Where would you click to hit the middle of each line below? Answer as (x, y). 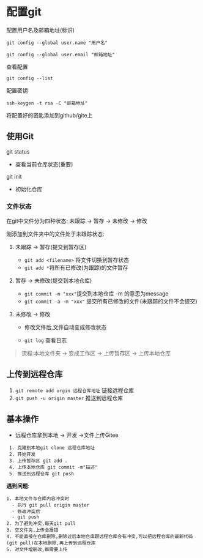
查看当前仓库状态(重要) (44, 164)
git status (18, 151)
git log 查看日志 (46, 340)
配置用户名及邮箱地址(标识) (41, 30)
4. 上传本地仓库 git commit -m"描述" (53, 467)
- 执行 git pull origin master (51, 505)
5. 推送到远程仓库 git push (42, 474)
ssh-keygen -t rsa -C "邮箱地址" (47, 103)
